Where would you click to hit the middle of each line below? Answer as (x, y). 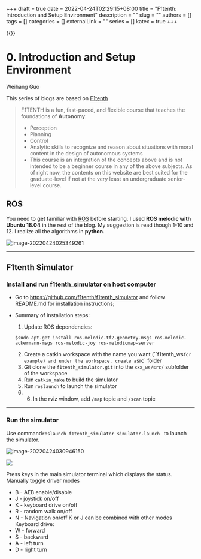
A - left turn (29, 543)
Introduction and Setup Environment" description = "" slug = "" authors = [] (99, 15)
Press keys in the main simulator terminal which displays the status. (89, 474)
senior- (177, 179)
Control (39, 140)
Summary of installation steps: (52, 315)
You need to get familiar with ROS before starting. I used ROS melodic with (99, 218)
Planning (41, 134)
